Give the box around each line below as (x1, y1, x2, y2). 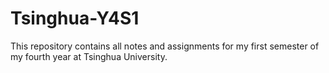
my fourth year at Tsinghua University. (10, 50, 168, 62)
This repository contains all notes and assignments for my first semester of (10, 40, 320, 52)
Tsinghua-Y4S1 (10, 7, 140, 30)
